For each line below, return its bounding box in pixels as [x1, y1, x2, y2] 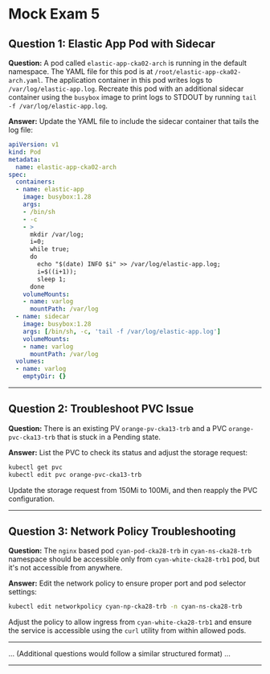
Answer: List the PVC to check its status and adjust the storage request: [8, 447, 247, 457]
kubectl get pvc [8, 463, 63, 471]
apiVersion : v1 [8, 141, 59, 149]
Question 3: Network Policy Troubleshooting [8, 524, 236, 538]
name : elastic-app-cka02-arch [15, 162, 117, 171]
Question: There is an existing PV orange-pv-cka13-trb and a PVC [8, 423, 227, 433]
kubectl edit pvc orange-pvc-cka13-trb [8, 471, 142, 479]
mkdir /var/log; [29, 230, 84, 238]
